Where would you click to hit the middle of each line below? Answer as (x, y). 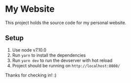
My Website (30, 9)
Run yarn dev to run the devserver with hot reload (62, 60)
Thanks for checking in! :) (31, 75)
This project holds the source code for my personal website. (66, 23)
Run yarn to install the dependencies (49, 55)
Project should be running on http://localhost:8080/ (66, 65)
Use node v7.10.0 (29, 50)
